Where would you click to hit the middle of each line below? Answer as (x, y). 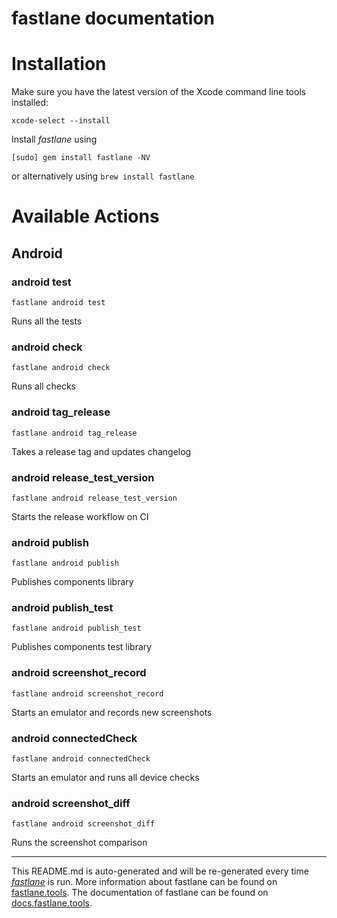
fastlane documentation (113, 18)
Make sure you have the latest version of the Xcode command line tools (159, 92)
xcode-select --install (61, 121)
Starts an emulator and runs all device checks (105, 778)
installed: (30, 103)
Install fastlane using (54, 139)
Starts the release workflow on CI (80, 516)
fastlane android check (61, 368)
